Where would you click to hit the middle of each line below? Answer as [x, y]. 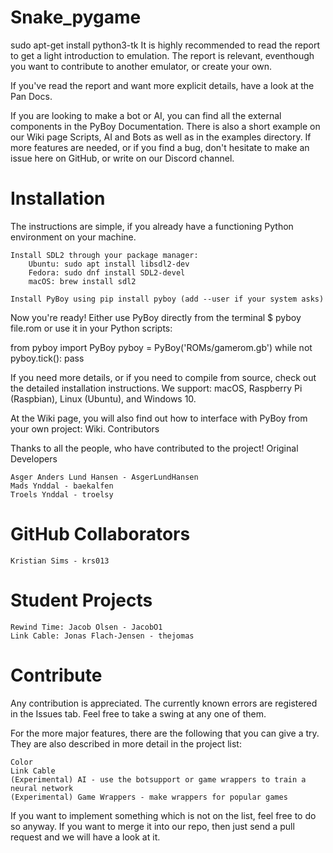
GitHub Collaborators [100, 534]
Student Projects [81, 600]
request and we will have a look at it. [85, 837]
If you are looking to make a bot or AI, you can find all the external [146, 115]
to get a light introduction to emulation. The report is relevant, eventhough [162, 55]
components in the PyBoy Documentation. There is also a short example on [165, 126]
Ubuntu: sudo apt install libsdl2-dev [109, 264]
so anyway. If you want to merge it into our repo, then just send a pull [152, 826]
